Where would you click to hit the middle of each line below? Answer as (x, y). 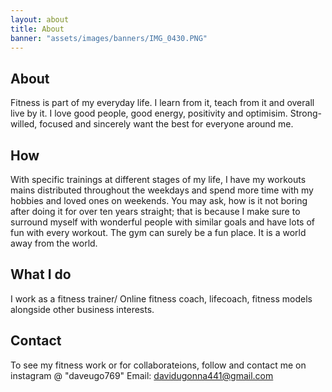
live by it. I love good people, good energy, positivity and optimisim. (149, 113)
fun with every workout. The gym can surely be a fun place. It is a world (158, 232)
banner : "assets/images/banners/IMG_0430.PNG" (109, 38)
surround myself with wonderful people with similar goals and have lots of (162, 222)
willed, (24, 124)
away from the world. (54, 243)
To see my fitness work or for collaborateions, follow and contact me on (158, 365)
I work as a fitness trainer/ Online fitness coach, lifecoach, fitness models (161, 298)
